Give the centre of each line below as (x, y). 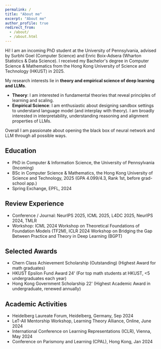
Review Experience (35, 204)
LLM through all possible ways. (36, 135)
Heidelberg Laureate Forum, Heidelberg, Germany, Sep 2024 (73, 316)
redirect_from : (20, 28)
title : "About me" (23, 14)
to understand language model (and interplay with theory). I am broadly (83, 110)
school (19, 183)
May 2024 (22, 336)
